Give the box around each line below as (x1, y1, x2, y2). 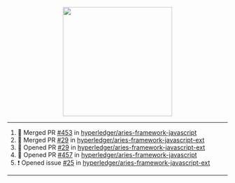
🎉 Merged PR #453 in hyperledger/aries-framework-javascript (17, 129, 197, 136)
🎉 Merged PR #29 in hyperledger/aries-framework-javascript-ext (17, 136, 205, 144)
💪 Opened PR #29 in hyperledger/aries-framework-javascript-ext (17, 143, 205, 152)
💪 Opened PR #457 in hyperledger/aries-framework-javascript (17, 151, 197, 159)
